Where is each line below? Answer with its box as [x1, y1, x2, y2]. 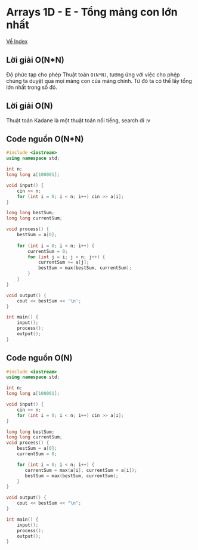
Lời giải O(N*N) [6, 55, 64, 65]
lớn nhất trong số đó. [6, 84, 58, 91]
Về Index [6, 38, 28, 45]
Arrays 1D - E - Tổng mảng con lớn [6, 5, 178, 19]
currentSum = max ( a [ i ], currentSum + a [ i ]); [24, 467, 137, 473]
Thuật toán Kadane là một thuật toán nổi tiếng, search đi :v [6, 116, 151, 124]
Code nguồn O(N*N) [6, 134, 84, 144]
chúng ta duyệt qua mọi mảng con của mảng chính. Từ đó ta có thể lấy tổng [6, 77, 193, 84]
